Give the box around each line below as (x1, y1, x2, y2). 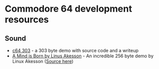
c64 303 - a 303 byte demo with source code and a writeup (12, 48, 139, 53)
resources (5, 14, 49, 25)
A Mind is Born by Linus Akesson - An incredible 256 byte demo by (12, 53, 154, 59)
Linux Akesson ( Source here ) (12, 58, 74, 64)
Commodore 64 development (5, 3, 132, 15)
